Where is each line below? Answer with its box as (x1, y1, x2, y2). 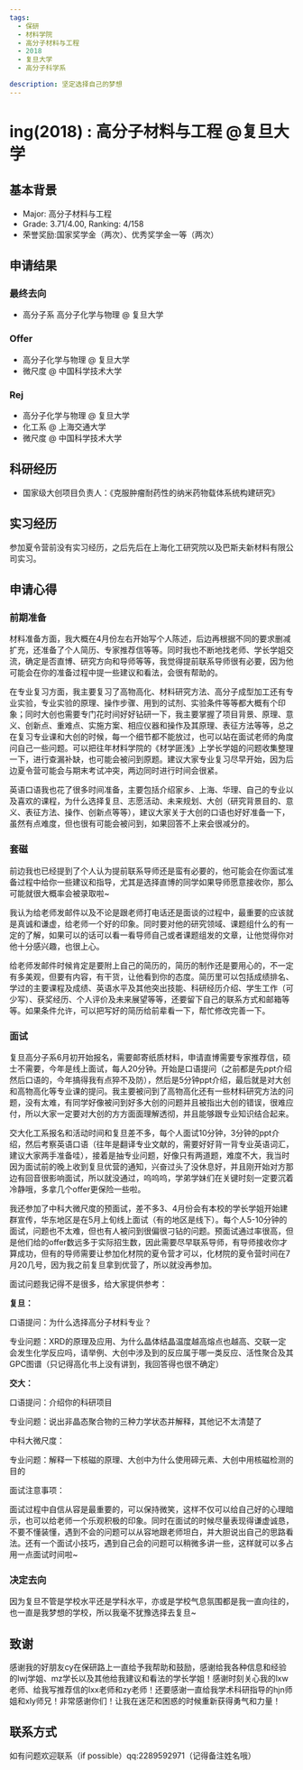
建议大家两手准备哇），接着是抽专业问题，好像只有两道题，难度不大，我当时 (9, 1150, 290, 1160)
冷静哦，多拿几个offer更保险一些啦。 (9, 1183, 146, 1195)
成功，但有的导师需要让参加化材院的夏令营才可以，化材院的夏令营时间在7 (16, 1248, 290, 1259)
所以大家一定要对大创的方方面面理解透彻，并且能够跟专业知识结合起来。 (24, 1108, 294, 1119)
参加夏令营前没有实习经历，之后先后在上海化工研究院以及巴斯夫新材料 (9, 542, 271, 553)
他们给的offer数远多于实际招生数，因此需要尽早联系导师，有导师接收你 (16, 1236, 280, 1247)
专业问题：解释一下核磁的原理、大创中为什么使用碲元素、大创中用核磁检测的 (9, 1454, 294, 1465)
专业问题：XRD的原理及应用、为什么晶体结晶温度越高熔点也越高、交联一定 (9, 1335, 287, 1346)
